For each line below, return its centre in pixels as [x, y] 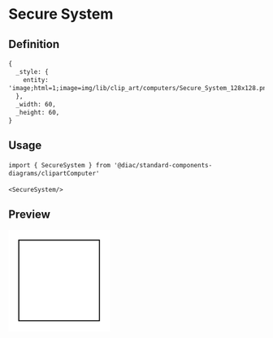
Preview [30, 215]
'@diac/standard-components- [163, 165]
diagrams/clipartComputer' [54, 173]
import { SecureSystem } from [60, 165]
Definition [34, 44]
